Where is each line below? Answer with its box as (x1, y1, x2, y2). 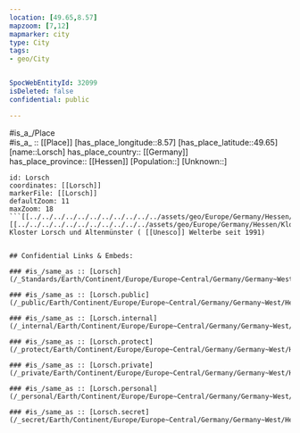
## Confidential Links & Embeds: (9, 251, 134, 260)
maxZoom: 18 (9, 204, 54, 213)
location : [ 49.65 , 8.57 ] (9, 12, 98, 22)
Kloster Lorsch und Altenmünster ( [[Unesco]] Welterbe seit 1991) (9, 228, 266, 237)
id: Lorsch (9, 173, 50, 182)
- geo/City (9, 54, 50, 63)
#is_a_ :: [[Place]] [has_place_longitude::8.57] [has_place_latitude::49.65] (9, 137, 279, 147)
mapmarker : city (9, 29, 70, 38)
